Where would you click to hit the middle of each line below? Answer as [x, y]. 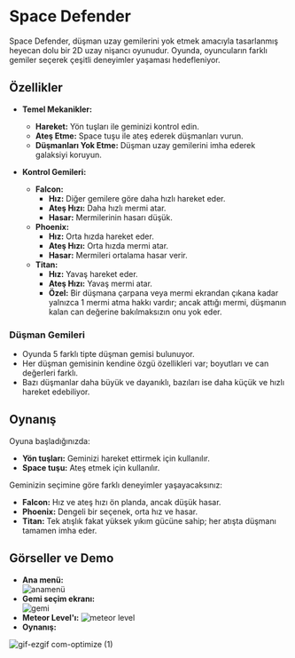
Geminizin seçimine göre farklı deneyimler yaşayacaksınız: [116, 485]
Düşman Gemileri [47, 335]
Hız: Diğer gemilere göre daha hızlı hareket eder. [137, 198]
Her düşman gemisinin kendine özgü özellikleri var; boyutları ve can [145, 364]
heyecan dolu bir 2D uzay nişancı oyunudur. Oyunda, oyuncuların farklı [138, 50]
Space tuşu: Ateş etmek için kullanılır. [91, 467]
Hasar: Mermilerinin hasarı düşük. [110, 217]
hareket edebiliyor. [56, 392]
